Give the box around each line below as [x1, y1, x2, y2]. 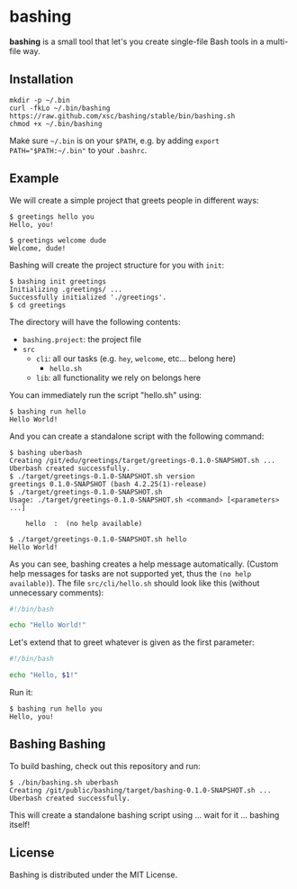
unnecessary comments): [9, 587, 104, 598]
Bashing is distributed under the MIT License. [9, 869, 178, 880]
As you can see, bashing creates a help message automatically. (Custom [9, 558, 279, 569]
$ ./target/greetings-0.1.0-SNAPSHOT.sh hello [9, 534, 187, 544]
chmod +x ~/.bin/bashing [9, 119, 103, 128]
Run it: [9, 687, 33, 698]
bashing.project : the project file [22, 333, 142, 344]
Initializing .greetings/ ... [9, 285, 123, 294]
